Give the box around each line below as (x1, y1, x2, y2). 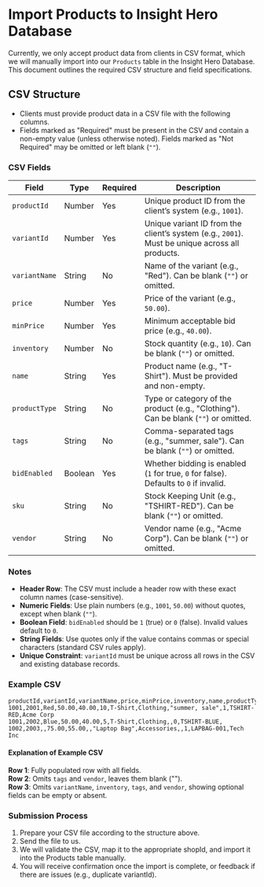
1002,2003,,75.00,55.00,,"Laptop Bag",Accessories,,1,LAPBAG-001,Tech (8, 724, 244, 733)
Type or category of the (144, 394, 232, 405)
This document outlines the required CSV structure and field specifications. (8, 65, 253, 74)
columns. (19, 116, 49, 127)
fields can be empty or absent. (8, 790, 108, 800)
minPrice (12, 321, 45, 331)
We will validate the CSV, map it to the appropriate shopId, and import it (19, 844, 251, 855)
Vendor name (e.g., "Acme (144, 523, 242, 534)
